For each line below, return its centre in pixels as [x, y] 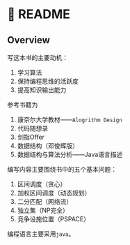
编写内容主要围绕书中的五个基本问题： [62, 169]
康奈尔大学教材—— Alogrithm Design [70, 119]
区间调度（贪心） [42, 184]
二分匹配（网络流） [45, 201]
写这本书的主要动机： [38, 58]
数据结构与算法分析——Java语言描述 [70, 154]
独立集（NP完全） [43, 210]
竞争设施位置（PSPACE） [54, 219]
